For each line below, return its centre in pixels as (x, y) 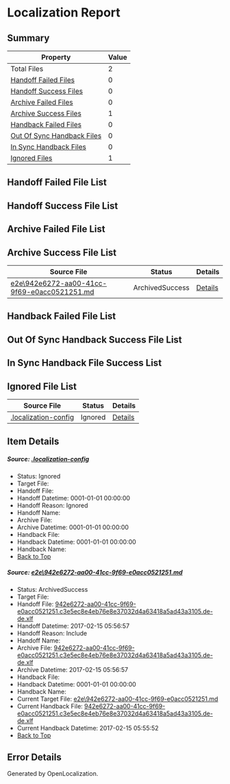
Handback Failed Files (46, 125)
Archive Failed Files (42, 102)
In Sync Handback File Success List (85, 363)
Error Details (34, 757)
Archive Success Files (46, 113)
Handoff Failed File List (57, 182)
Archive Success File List (62, 252)
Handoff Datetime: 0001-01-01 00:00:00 (74, 498)
